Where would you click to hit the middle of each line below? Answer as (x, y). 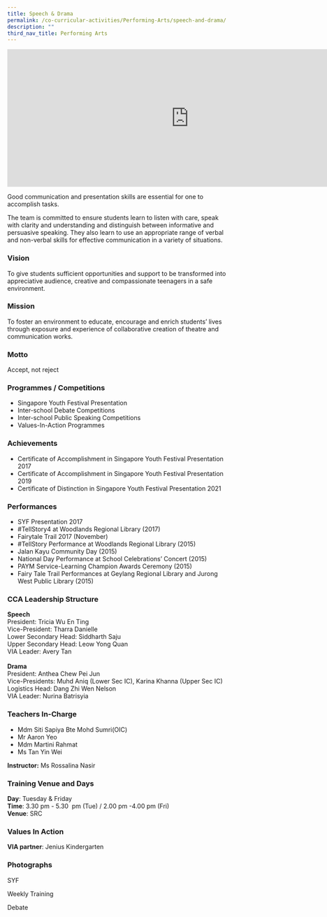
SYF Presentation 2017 (50, 522)
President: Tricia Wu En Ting (48, 622)
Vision (19, 258)
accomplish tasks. (33, 204)
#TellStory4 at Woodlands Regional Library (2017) (89, 529)
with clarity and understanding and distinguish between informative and (111, 225)
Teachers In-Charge (42, 714)
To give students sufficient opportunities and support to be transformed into (117, 273)
